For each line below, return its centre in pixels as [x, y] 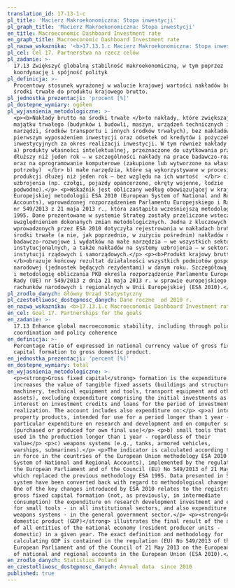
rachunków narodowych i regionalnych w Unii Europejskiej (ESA [107, 287]
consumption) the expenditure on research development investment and [119, 502]
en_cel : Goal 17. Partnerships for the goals [74, 313]
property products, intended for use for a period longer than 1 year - [122, 417]
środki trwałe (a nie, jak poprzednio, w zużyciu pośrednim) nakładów [119, 235]
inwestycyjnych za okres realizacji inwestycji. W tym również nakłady [120, 144]
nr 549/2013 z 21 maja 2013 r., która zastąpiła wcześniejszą [106, 209]
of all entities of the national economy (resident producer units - [117, 528]
